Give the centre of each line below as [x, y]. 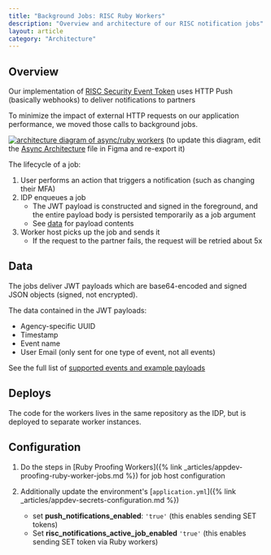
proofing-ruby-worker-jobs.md [72, 475]
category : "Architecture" [52, 39]
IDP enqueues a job [53, 198]
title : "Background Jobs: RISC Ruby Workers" [87, 16]
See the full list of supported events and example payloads [107, 368]
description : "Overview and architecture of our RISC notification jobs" [136, 24]
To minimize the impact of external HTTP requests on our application [124, 116]
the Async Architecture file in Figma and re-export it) [97, 149]
